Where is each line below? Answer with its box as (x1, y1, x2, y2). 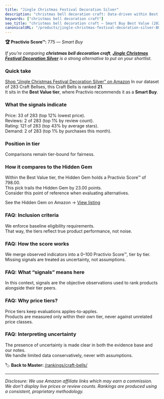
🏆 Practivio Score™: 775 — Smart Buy (5, 39, 83, 45)
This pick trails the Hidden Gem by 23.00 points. (5, 185, 102, 191)
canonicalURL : (5, 25, 34, 30)
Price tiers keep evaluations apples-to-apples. (5, 308, 98, 314)
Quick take (5, 68, 31, 75)
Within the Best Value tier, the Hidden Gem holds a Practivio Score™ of (5, 174, 146, 181)
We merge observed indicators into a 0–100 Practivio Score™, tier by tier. (5, 251, 151, 257)
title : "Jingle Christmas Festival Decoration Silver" (5, 7, 119, 12)
